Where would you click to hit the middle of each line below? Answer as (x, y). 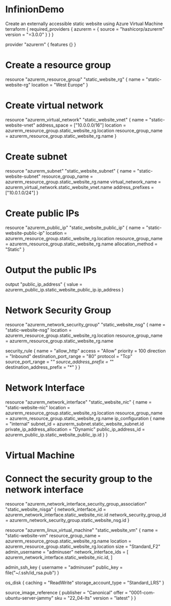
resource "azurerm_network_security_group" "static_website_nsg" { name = (85, 324)
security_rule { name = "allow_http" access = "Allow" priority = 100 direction (85, 351)
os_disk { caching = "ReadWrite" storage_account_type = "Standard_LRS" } (85, 582)
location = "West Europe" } (60, 85)
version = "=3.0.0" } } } (29, 34)
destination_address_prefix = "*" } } (43, 367)
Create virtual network (55, 106)
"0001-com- (142, 592)
